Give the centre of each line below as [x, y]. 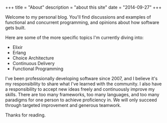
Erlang [19, 53]
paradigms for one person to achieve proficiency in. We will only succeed [81, 100]
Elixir [18, 47]
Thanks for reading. [26, 115]
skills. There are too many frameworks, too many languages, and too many [82, 95]
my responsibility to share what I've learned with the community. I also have [83, 84]
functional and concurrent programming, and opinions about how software [82, 22]
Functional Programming [38, 69]
